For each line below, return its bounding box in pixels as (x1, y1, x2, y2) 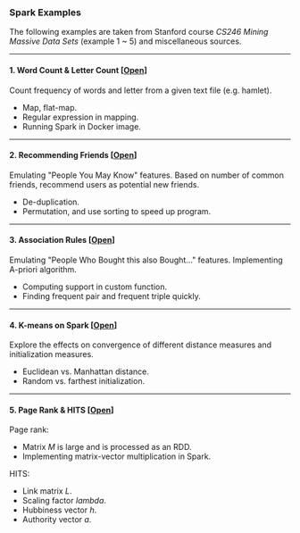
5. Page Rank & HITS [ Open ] (9, 404, 114, 415)
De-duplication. (21, 196, 80, 207)
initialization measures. (9, 349, 94, 360)
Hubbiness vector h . (21, 504, 97, 515)
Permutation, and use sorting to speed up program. (21, 205, 212, 216)
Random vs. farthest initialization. (21, 376, 146, 387)
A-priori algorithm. (9, 263, 78, 274)
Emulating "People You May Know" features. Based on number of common (9, 170, 284, 180)
